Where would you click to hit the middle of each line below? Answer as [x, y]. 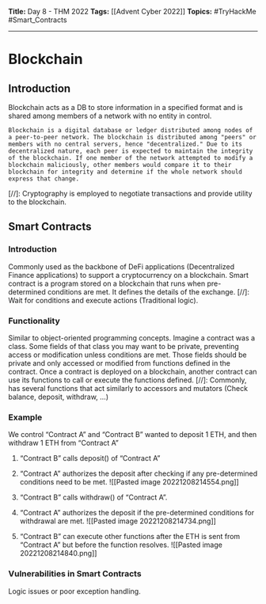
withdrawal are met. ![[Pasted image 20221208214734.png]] [118, 521]
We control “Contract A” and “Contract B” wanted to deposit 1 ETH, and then [133, 435]
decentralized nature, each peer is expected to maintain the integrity [131, 151]
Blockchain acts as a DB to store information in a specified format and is [125, 107]
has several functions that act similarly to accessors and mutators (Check [128, 388]
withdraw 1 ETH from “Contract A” [63, 443]
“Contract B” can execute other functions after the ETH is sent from [130, 537]
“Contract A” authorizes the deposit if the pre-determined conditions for [137, 513]
